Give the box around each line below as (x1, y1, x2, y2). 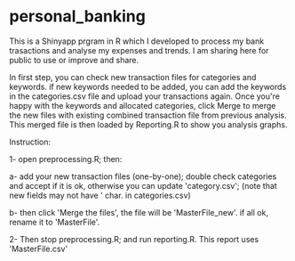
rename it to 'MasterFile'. (9, 216, 100, 227)
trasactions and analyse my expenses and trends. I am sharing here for (9, 45, 269, 55)
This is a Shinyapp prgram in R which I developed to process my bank (9, 36, 265, 46)
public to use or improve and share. (9, 54, 140, 65)
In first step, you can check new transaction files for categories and (9, 71, 257, 82)
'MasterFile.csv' (9, 243, 68, 254)
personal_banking (9, 6, 147, 27)
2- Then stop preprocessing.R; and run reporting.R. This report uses (9, 233, 259, 244)
